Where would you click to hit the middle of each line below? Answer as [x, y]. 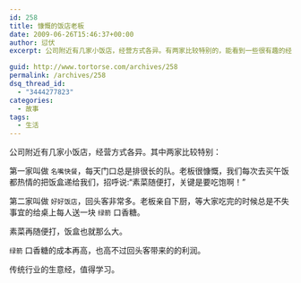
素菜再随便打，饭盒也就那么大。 [68, 232]
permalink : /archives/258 [57, 76]
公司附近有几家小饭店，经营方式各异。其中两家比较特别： [115, 152]
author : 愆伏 [32, 43]
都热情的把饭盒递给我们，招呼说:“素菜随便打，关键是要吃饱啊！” [128, 182]
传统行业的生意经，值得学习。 [64, 270]
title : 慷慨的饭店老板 [47, 26]
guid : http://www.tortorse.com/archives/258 [94, 67]
